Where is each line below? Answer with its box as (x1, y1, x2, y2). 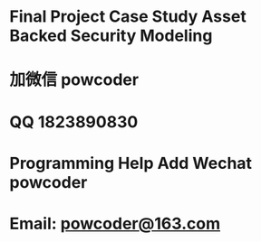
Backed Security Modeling (9, 25, 213, 46)
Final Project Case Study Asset (9, 6, 246, 27)
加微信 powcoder (9, 70, 139, 90)
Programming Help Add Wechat (9, 153, 252, 173)
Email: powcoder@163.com (9, 213, 220, 234)
